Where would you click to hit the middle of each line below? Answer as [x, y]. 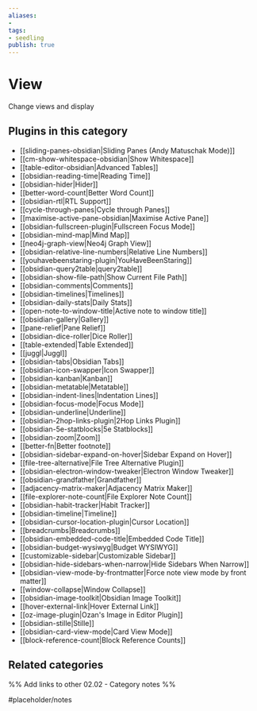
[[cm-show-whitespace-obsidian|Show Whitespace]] [107, 159]
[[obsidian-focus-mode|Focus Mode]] [82, 404]
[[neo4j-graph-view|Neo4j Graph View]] [86, 243]
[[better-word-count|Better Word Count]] [87, 192]
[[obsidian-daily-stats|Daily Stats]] [76, 302]
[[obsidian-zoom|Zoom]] [60, 437]
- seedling [26, 38]
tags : [17, 30]
